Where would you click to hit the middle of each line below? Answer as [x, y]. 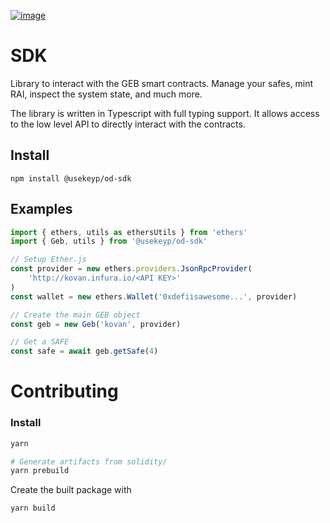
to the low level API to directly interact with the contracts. [128, 124]
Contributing [64, 391]
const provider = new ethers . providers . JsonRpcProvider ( [131, 269]
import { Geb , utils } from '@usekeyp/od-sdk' [109, 241]
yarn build [33, 508]
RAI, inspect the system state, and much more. [106, 94]
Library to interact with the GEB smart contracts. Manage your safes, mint [162, 83]
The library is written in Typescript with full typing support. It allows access [165, 113]
